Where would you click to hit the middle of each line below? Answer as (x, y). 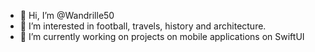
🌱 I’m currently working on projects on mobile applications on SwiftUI (162, 36)
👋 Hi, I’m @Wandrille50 (67, 15)
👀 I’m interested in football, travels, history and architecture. (143, 26)
